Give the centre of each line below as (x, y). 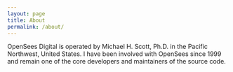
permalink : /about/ (36, 27)
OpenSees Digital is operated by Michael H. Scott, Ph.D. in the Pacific (108, 47)
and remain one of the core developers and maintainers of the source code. (116, 62)
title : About (26, 20)
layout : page (26, 14)
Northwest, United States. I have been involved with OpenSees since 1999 (114, 54)
